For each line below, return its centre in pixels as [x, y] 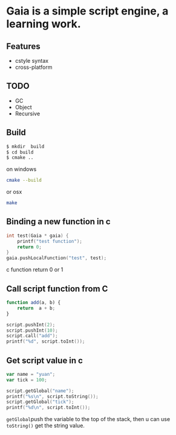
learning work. [44, 24]
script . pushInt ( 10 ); [32, 330]
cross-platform [34, 67]
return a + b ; [36, 308]
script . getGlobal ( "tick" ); [40, 402]
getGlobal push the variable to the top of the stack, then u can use [88, 419]
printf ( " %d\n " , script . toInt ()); [48, 408]
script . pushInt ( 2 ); [31, 324]
